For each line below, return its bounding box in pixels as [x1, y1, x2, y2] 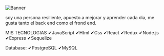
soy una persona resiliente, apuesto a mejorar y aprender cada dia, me [5, 15, 155, 20]
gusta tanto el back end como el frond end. [5, 20, 96, 26]
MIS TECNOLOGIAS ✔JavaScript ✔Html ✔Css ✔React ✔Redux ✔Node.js [5, 30, 159, 35]
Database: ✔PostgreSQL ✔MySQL [5, 45, 78, 50]
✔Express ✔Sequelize [5, 35, 52, 41]
